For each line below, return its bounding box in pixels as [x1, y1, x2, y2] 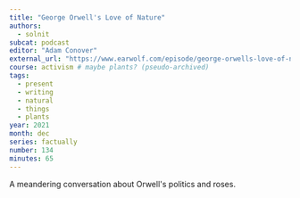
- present [17, 79, 54, 88]
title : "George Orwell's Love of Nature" [9, 12, 166, 22]
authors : [9, 21, 42, 30]
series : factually [9, 137, 78, 146]
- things [17, 104, 50, 113]
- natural [17, 95, 54, 105]
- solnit [17, 29, 50, 38]
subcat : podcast [9, 37, 70, 47]
